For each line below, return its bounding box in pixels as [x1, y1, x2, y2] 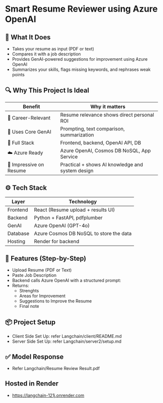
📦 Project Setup [5, 318, 56, 326]
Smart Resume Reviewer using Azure [5, 3, 158, 15]
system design [60, 167, 94, 174]
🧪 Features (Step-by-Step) [5, 254, 86, 263]
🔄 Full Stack [7, 139, 34, 146]
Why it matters [90, 103, 126, 110]
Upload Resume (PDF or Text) [12, 267, 72, 273]
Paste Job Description [12, 272, 57, 278]
